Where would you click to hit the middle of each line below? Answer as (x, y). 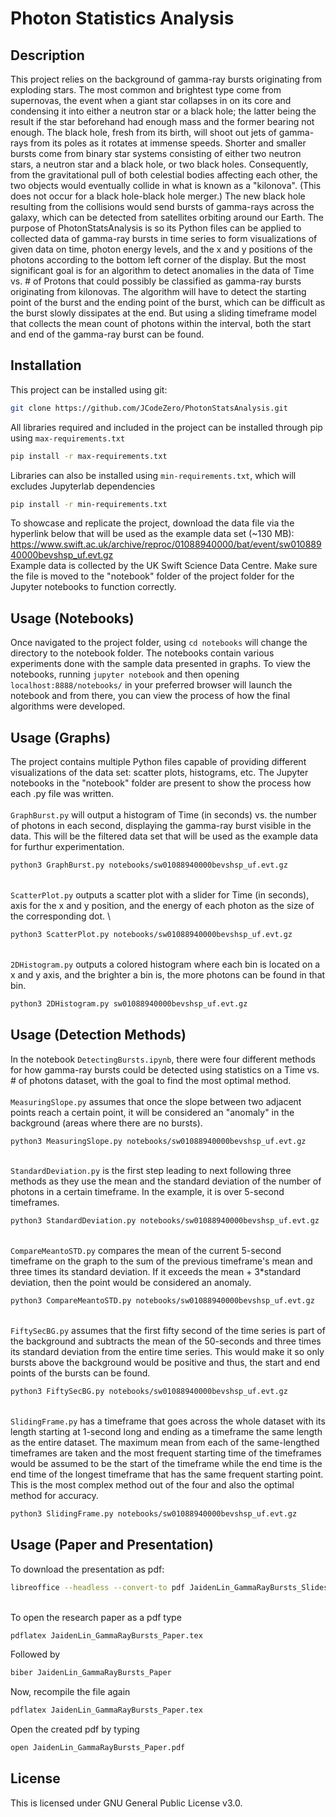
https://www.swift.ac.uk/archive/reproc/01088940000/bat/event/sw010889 (166, 544)
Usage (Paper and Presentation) (112, 1545)
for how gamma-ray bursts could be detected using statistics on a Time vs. (165, 1069)
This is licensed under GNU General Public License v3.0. (126, 1803)
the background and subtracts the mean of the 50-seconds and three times (166, 1341)
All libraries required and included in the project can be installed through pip (166, 427)
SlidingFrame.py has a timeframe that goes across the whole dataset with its (168, 1421)
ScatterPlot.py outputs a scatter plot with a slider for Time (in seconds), (160, 894)
